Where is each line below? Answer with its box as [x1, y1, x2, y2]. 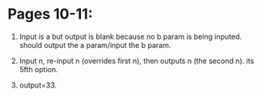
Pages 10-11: [7, 5, 94, 23]
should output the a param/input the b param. [19, 40, 171, 49]
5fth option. [19, 64, 58, 74]
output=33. [19, 80, 57, 90]
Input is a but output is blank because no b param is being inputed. [19, 32, 243, 41]
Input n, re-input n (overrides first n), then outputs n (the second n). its [19, 56, 255, 66]
